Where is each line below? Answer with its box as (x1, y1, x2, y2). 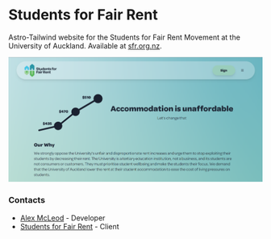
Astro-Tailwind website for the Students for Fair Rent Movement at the (8, 32, 240, 42)
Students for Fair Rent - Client (19, 221, 119, 231)
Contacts (8, 195, 46, 206)
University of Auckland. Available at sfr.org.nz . (8, 40, 163, 50)
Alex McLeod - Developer (19, 212, 106, 223)
